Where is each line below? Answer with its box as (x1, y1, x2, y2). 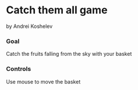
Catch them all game (6, 3, 108, 17)
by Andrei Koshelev (6, 23, 53, 30)
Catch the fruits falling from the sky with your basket (6, 51, 132, 57)
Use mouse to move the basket (6, 78, 81, 85)
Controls (6, 65, 31, 73)
